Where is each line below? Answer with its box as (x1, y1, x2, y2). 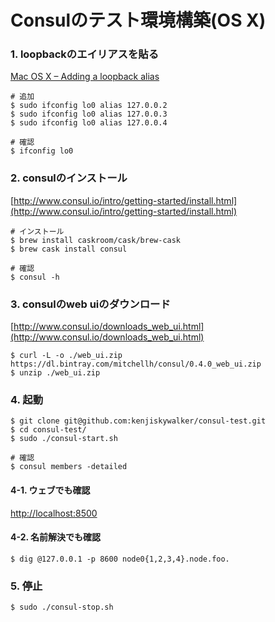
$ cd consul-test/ (10, 425, 87, 435)
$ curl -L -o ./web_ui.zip (10, 351, 123, 361)
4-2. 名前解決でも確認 (10, 531, 102, 543)
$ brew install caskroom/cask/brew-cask (10, 235, 182, 245)
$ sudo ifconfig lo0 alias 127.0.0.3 (10, 109, 168, 120)
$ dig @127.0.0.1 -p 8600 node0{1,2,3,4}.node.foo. (10, 554, 230, 564)
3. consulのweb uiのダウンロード (10, 297, 171, 311)
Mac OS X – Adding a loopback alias (10, 71, 160, 83)
